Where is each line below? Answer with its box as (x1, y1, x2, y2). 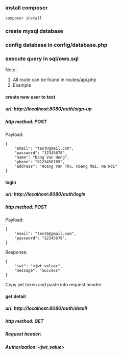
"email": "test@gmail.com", (14, 146, 74, 151)
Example (12, 82, 32, 88)
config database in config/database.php (5, 42, 108, 49)
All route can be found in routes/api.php (12, 76, 97, 83)
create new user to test (5, 94, 56, 100)
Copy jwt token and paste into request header (5, 282, 102, 288)
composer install (5, 16, 42, 21)
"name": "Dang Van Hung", (14, 155, 70, 160)
